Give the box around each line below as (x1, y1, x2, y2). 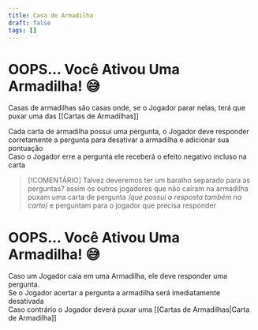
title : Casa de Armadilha (8, 11, 93, 20)
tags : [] (8, 26, 37, 34)
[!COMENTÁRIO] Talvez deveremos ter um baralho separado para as (27, 175, 251, 186)
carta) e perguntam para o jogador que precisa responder (27, 201, 217, 210)
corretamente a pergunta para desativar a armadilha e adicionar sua (8, 135, 230, 144)
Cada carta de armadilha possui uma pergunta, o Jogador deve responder (8, 127, 250, 137)
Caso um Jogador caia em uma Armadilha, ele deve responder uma (8, 272, 227, 281)
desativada (8, 297, 45, 306)
